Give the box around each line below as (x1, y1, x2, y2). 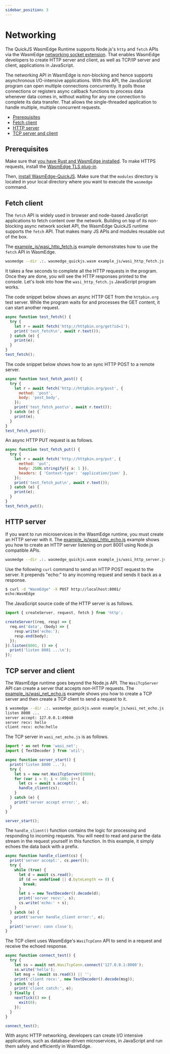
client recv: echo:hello (5, 724, 58, 729)
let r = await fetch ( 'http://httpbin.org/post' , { (14, 386, 123, 391)
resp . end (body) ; (14, 633, 49, 638)
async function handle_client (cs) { (5, 854, 82, 859)
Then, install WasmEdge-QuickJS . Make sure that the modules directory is (5, 173, 158, 180)
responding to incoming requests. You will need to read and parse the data (5, 833, 161, 839)
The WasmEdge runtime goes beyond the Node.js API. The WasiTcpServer (5, 679, 158, 686)
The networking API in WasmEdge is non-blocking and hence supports (5, 72, 153, 78)
